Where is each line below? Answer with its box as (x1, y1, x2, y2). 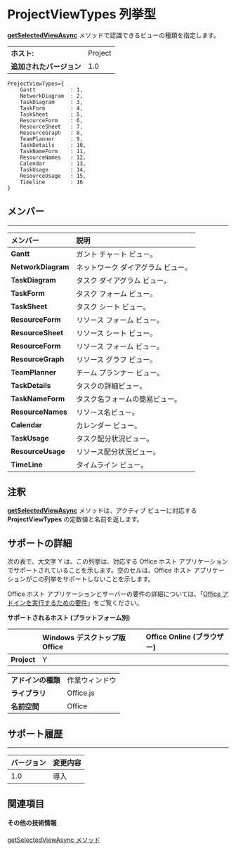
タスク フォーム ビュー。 (76, 289, 157, 299)
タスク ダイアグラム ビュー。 (76, 275, 171, 285)
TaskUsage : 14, (20, 166, 86, 173)
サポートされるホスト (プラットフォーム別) (7, 613, 131, 622)
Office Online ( (145, 632, 196, 642)
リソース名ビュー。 (76, 407, 139, 417)
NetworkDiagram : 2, (20, 92, 83, 99)
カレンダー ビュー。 (76, 420, 142, 430)
